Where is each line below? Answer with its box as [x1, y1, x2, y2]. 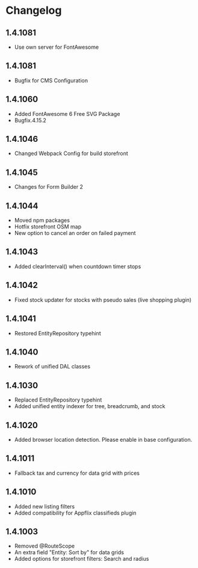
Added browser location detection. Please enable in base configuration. [14, 436, 193, 443]
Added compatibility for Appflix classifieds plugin [14, 509, 137, 516]
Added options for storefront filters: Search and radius [14, 555, 149, 563]
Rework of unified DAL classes [14, 363, 91, 370]
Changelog [5, 4, 62, 17]
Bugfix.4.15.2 [14, 117, 46, 124]
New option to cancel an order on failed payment [14, 230, 136, 237]
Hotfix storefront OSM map [14, 223, 82, 230]
